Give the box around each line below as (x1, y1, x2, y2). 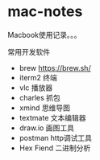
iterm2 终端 (19, 72, 58, 82)
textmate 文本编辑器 (19, 113, 86, 122)
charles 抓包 (19, 92, 61, 102)
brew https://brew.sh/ (19, 63, 91, 72)
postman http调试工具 (19, 133, 93, 142)
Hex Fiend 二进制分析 (19, 143, 91, 153)
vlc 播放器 (19, 83, 53, 92)
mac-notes (7, 2, 83, 21)
